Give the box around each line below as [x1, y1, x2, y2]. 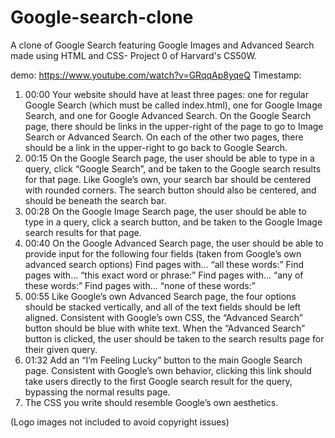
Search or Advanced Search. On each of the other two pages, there [24, 131, 304, 143]
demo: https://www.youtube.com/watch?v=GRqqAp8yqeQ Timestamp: [10, 69, 302, 81]
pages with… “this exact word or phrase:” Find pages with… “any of [24, 269, 304, 281]
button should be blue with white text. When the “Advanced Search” [24, 322, 306, 334]
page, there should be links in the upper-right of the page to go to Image [24, 120, 324, 132]
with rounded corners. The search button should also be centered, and [24, 184, 317, 196]
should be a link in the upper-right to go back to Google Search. [24, 141, 288, 153]
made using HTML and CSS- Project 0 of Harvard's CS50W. [10, 49, 257, 61]
